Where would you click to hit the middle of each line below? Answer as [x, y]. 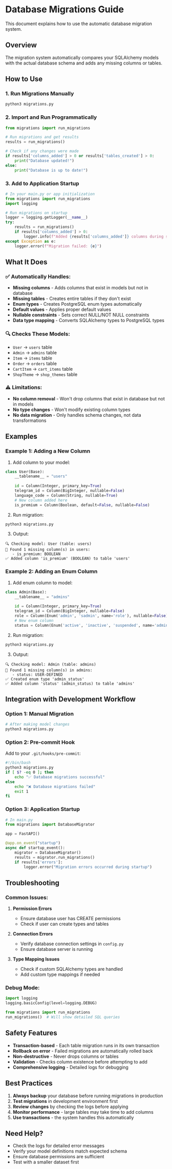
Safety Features [31, 1033]
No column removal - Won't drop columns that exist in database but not [89, 398]
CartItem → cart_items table [43, 369]
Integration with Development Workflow [70, 699]
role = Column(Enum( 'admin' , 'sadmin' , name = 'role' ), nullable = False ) [91, 616]
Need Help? [24, 1133]
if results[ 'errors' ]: [39, 862]
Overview [21, 45]
